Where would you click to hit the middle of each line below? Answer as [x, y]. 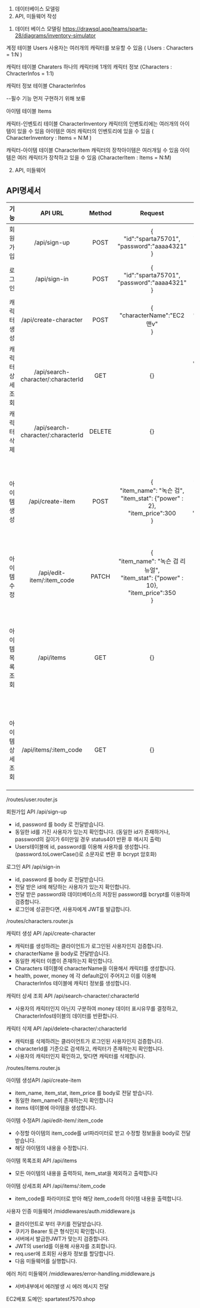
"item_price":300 [152, 513]
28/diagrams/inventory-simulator [55, 35]
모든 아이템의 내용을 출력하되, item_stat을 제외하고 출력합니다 [86, 1173]
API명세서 [24, 191]
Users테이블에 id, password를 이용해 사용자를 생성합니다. [82, 846]
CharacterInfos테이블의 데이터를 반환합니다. [67, 1016]
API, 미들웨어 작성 [36, 16]
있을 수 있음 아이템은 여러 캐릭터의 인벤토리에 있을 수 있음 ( [85, 131]
